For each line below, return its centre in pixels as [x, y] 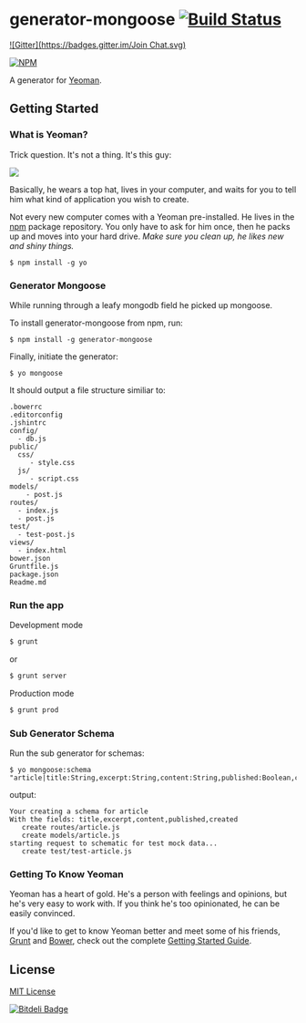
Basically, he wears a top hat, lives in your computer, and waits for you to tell [153, 189]
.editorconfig [36, 415]
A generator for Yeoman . [56, 80]
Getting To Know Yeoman [67, 874]
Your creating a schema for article [79, 811]
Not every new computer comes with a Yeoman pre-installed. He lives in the [152, 217]
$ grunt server [38, 676]
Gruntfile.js [34, 566]
